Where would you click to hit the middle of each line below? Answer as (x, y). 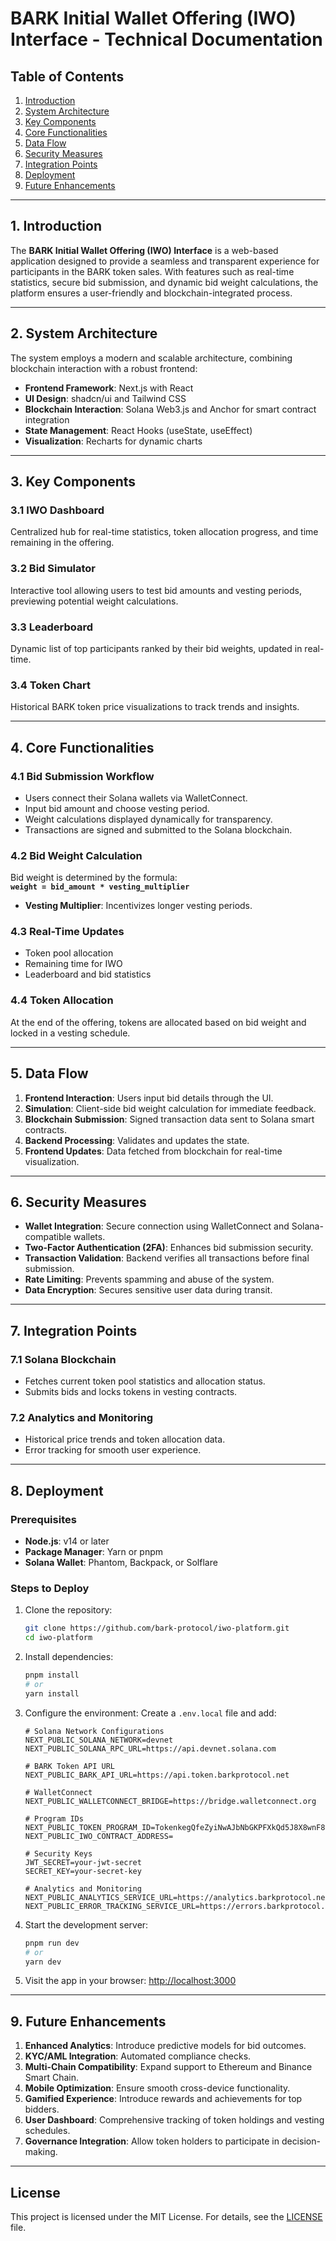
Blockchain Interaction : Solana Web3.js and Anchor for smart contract (170, 409)
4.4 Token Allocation (62, 1000)
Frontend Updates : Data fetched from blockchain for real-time (153, 1151)
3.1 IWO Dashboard (57, 510)
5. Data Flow (49, 1073)
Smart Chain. (51, 2078)
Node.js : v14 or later (67, 1541)
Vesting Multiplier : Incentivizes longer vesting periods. (138, 906)
